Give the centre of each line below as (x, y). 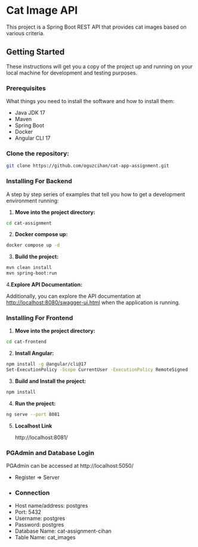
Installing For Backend (39, 181)
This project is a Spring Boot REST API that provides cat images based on (96, 27)
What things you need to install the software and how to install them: (90, 101)
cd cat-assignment (29, 223)
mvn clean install (29, 268)
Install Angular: (34, 353)
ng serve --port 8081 (33, 414)
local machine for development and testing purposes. (72, 73)
